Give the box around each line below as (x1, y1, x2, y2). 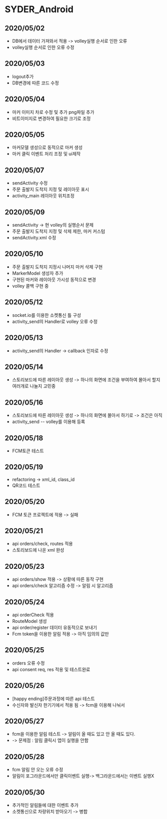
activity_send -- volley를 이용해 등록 (12, 418, 86, 425)
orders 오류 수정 (12, 660, 45, 666)
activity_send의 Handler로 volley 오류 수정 (12, 318, 98, 324)
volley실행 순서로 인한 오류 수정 (12, 44, 74, 50)
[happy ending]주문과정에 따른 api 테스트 (12, 695, 95, 702)
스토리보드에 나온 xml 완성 (12, 547, 64, 553)
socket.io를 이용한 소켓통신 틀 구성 (12, 312, 81, 318)
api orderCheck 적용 (12, 612, 54, 618)
